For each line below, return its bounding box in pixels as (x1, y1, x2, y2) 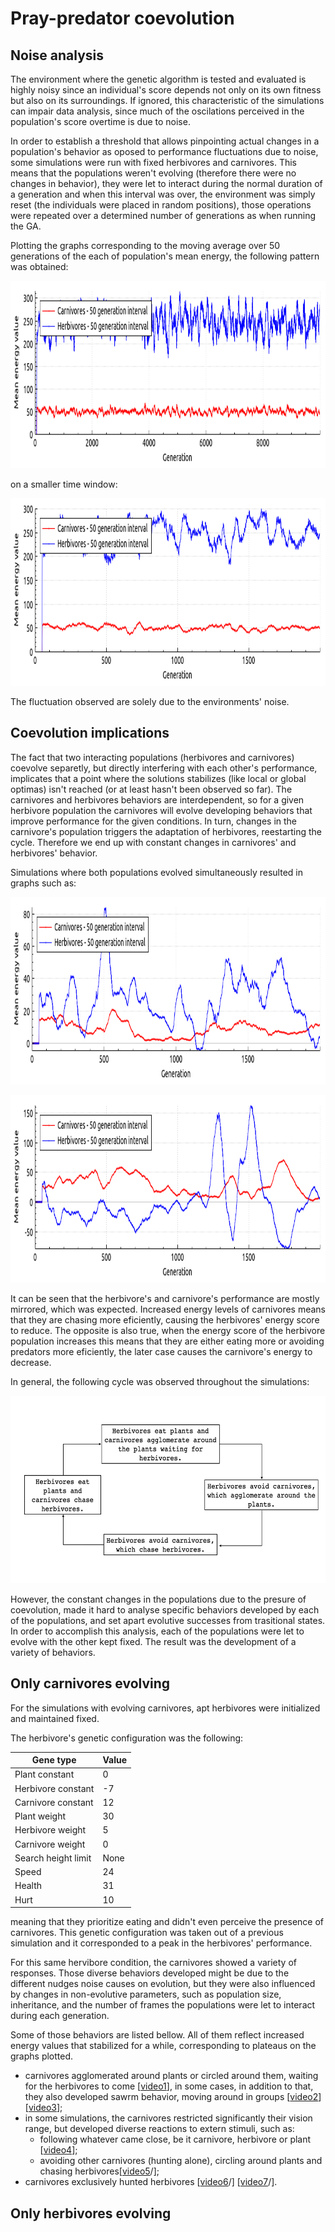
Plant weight (14, 1810, 67, 1822)
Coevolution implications (10, 725, 170, 742)
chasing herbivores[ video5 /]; (39, 2165, 160, 2177)
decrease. (10, 1356, 52, 1368)
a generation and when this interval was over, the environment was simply (10, 188, 316, 200)
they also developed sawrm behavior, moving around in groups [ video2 (24, 2091, 319, 2103)
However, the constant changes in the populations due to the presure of (10, 1593, 307, 1605)
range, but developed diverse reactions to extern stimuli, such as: (24, 2123, 295, 2135)
